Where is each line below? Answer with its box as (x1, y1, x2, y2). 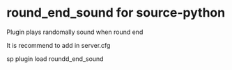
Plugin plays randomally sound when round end (6, 28, 144, 36)
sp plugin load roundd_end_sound (6, 54, 104, 63)
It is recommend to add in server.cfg (6, 41, 111, 49)
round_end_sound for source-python (6, 5, 226, 21)
